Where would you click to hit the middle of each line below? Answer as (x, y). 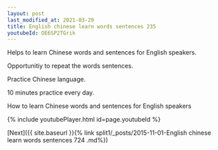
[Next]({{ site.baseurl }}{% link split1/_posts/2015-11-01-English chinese (109, 133)
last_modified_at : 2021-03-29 (51, 20)
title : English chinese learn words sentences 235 (82, 26)
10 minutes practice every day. (51, 93)
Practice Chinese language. (46, 79)
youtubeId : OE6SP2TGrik (42, 33)
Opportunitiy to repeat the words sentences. (70, 66)
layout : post (26, 13)
